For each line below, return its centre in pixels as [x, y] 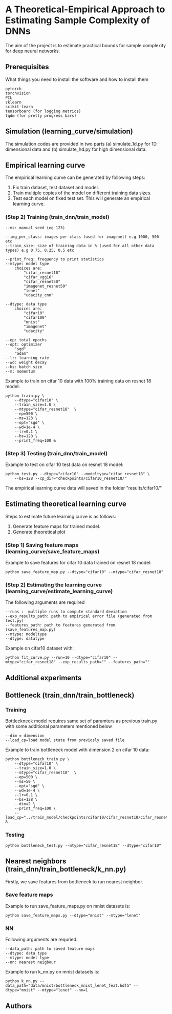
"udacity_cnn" [39, 295]
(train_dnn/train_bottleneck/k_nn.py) [66, 869]
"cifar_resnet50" [42, 281]
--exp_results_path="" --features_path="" [104, 662]
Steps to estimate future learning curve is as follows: [61, 516]
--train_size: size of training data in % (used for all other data [80, 246]
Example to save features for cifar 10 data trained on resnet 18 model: [79, 563]
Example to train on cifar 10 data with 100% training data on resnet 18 [78, 381]
